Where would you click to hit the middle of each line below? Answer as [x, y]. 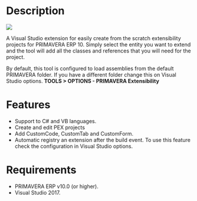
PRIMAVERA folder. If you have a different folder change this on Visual [91, 74]
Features [28, 105]
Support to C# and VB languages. [55, 121]
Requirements [41, 170]
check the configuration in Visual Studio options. [74, 146]
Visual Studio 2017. [37, 192]
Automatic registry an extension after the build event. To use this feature [102, 140]
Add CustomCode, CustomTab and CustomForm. [74, 133]
